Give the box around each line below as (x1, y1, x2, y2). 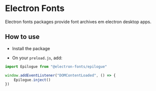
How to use (5, 33, 40, 41)
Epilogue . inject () (14, 78, 51, 82)
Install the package (12, 45, 50, 51)
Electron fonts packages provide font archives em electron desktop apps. (5, 19, 152, 25)
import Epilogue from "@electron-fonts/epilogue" (5, 64, 108, 69)
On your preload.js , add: (12, 55, 62, 61)
